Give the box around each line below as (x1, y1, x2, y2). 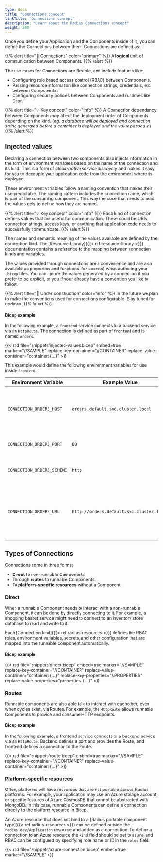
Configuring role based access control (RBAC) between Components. (12, 77, 151, 83)
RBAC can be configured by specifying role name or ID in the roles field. (5, 837, 150, 843)
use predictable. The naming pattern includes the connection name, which (5, 190, 154, 196)
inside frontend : (5, 368, 37, 374)
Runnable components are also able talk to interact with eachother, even (5, 701, 149, 707)
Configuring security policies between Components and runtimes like (12, 93, 151, 99)
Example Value (102, 379, 138, 386)
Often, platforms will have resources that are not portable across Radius (5, 787, 149, 792)
